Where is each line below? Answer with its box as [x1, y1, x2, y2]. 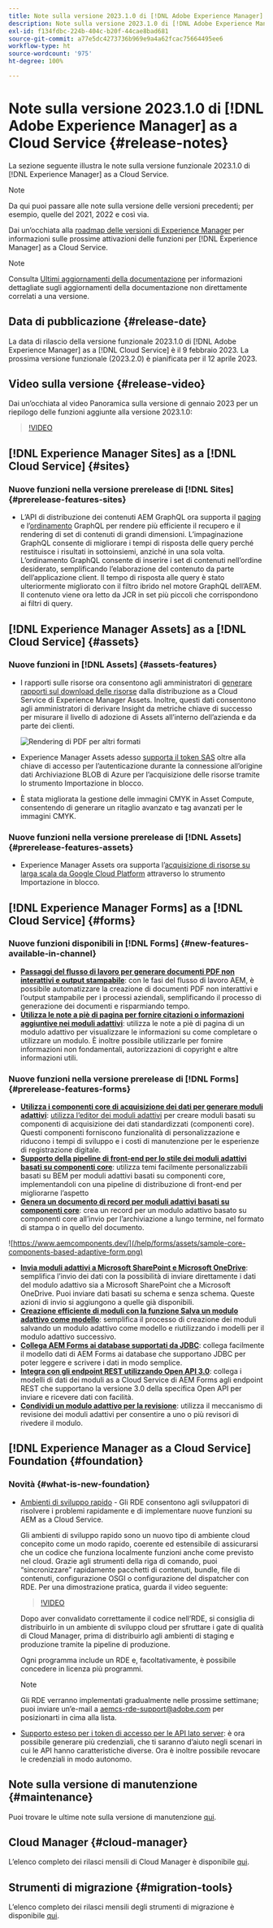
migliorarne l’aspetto [19, 1188, 89, 1198]
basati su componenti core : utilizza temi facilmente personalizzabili [19, 1163, 248, 1172]
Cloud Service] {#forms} [8, 913, 136, 927]
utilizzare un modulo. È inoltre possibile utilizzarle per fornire [19, 1035, 223, 1045]
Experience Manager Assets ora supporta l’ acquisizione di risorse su [19, 860, 250, 870]
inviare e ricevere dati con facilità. [19, 1393, 134, 1402]
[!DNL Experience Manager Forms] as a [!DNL [8, 901, 244, 915]
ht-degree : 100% [8, 58, 63, 66]
